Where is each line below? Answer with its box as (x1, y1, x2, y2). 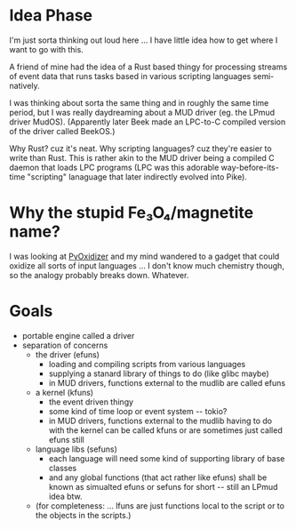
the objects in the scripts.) (35, 509, 132, 520)
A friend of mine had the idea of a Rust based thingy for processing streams (9, 61, 288, 72)
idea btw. (48, 491, 83, 501)
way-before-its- (220, 162, 280, 172)
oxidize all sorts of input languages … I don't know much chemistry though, (9, 260, 284, 271)
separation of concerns (21, 340, 108, 350)
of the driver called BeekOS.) (9, 125, 116, 136)
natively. (9, 80, 40, 91)
